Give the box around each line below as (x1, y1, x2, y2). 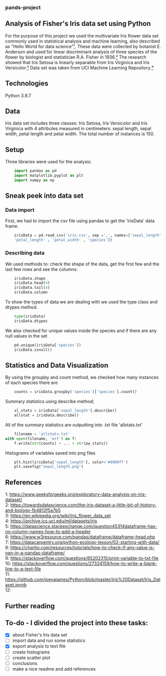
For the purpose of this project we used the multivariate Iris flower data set (5, 33, 159, 39)
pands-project (5, 4, 41, 11)
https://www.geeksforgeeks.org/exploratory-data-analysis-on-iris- (9, 491, 147, 497)
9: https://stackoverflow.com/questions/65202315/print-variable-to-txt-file (5, 555, 159, 561)
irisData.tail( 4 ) (14, 285, 50, 290)
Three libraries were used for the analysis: (5, 159, 92, 165)
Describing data (5, 249, 45, 256)
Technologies (5, 79, 49, 88)
